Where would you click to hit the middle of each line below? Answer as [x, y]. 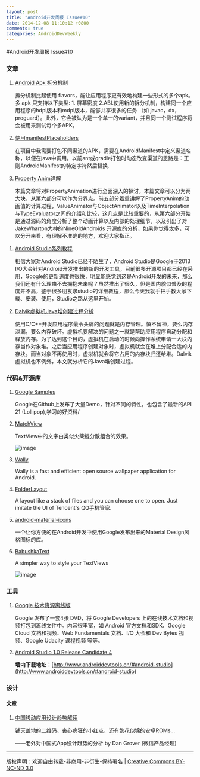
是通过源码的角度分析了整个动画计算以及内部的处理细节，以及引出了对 [101, 221]
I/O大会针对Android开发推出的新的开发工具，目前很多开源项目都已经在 [101, 269]
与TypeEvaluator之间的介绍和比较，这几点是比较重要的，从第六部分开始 [103, 213]
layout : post [22, 12]
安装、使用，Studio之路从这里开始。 [70, 299]
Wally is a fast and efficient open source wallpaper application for [95, 471]
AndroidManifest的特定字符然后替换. [65, 166]
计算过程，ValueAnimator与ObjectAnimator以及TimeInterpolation [110, 206]
